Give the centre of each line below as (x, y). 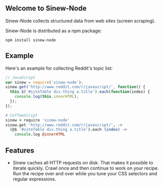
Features (20, 150)
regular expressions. (34, 179)
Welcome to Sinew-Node (46, 8)
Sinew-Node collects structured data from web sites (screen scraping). (80, 20)
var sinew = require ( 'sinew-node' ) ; (44, 82)
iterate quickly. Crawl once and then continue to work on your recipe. (86, 168)
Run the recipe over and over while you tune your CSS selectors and (85, 173)
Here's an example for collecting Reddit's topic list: (59, 68)
